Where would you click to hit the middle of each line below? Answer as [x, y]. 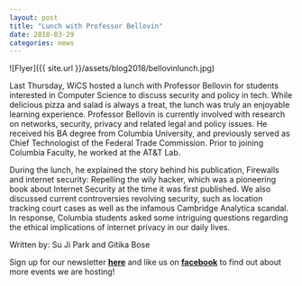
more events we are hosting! [62, 272]
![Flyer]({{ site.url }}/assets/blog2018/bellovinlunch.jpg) [112, 68]
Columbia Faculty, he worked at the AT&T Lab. [95, 153]
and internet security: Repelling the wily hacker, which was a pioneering [143, 180]
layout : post [34, 18]
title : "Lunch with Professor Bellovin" [87, 26]
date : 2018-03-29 [42, 34]
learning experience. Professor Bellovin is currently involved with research [147, 114]
